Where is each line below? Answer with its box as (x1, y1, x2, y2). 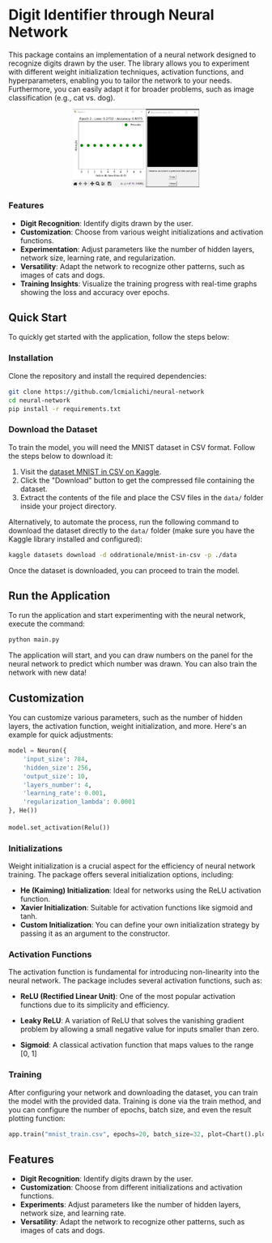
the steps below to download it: (8, 451, 113, 461)
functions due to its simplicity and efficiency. (19, 1000, 170, 1010)
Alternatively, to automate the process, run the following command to (8, 516, 240, 526)
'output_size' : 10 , (23, 772, 89, 780)
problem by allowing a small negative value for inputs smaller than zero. (19, 1024, 260, 1035)
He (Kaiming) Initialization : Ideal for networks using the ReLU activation (19, 885, 261, 895)
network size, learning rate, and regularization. (19, 253, 176, 263)
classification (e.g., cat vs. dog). (8, 92, 116, 102)
